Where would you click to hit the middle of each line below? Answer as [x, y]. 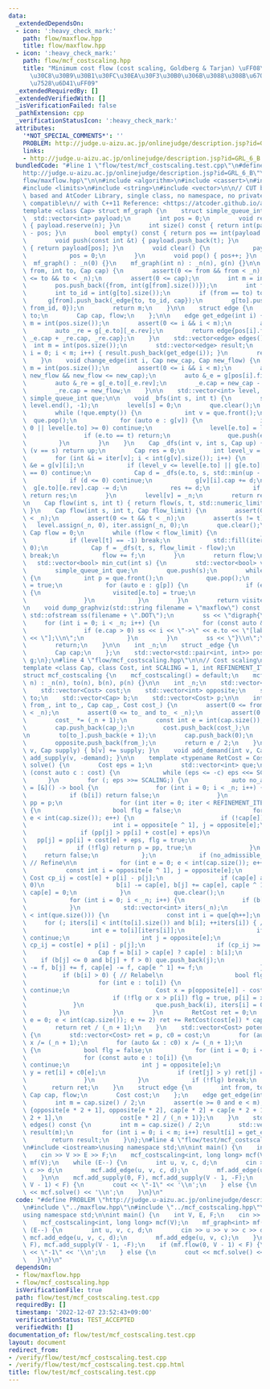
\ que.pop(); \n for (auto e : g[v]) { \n [113, 421]
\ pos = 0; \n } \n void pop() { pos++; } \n [140, 256]
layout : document [37, 1342]
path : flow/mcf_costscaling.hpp [77, 61]
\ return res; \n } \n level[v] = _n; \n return [138, 495]
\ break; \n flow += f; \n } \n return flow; [140, 555]
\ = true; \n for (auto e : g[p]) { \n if [138, 585]
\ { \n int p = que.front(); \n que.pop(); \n [136, 578]
